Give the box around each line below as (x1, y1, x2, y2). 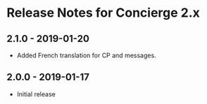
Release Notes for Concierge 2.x (6, 5, 200, 21)
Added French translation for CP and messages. (16, 51, 156, 59)
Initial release (16, 89, 56, 98)
